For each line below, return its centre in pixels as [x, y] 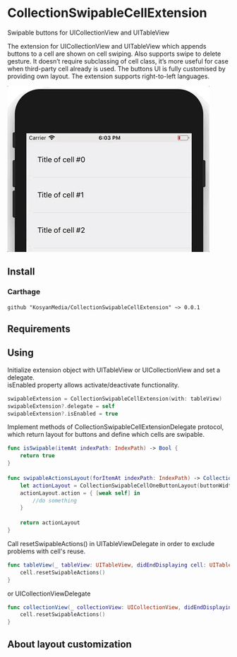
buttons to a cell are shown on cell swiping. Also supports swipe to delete [114, 54]
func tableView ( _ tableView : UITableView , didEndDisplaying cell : [107, 565]
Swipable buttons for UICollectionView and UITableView [89, 32]
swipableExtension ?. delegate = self [61, 406]
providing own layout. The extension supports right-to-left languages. [109, 76]
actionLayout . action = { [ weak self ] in [80, 493]
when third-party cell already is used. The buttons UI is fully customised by [116, 68]
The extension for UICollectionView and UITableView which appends [107, 46]
